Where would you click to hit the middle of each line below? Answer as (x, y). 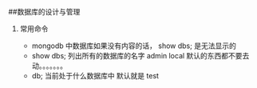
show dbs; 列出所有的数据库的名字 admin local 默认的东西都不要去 (140, 56)
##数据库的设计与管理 (44, 12)
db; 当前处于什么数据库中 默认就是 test (95, 76)
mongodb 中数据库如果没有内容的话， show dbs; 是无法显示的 (134, 46)
